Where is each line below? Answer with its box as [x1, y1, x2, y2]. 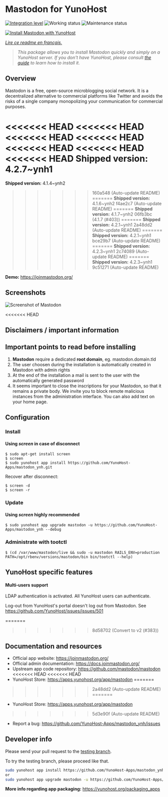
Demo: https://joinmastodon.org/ [5, 274, 73, 280]
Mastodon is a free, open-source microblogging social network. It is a [5, 88, 149, 94]
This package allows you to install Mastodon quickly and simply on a [17, 49, 160, 55]
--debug [45, 527, 61, 532]
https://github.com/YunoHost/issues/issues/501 [5, 608, 103, 614]
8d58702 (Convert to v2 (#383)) [92, 627, 159, 633]
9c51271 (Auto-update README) [92, 264, 159, 270]
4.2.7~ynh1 [5, 164, 53, 175]
